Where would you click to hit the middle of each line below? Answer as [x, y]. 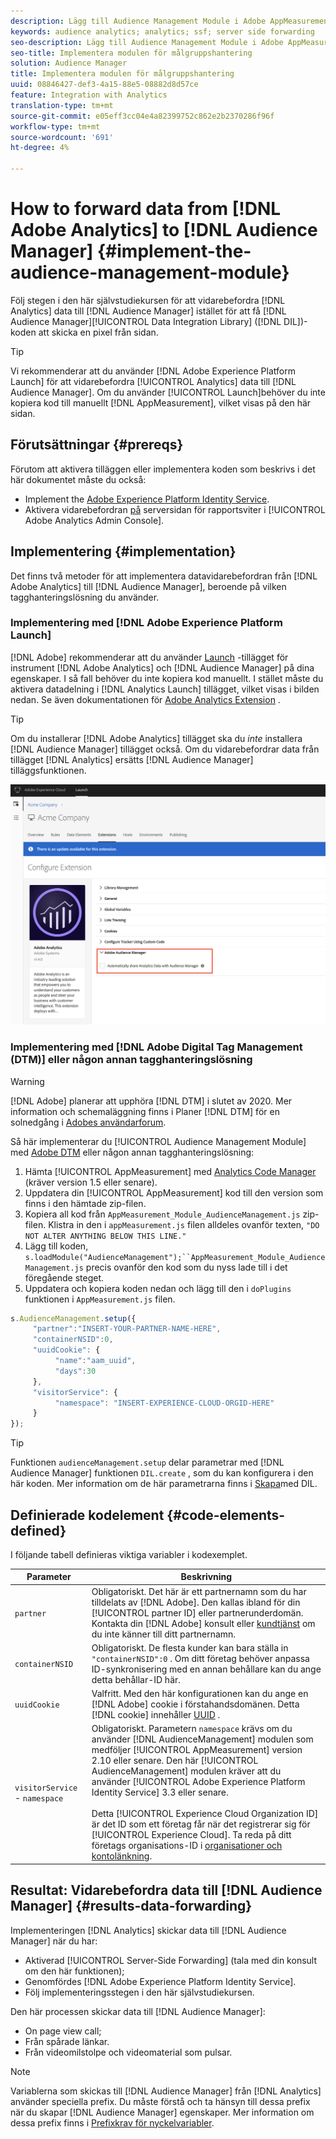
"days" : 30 [75, 1371]
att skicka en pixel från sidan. [98, 332]
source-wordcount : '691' [62, 137]
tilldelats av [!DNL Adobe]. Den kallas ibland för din [196, 1602]
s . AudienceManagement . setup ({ [73, 1318]
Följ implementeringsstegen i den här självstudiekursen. [139, 1992]
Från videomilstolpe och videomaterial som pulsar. [128, 2052]
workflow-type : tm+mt [55, 126]
